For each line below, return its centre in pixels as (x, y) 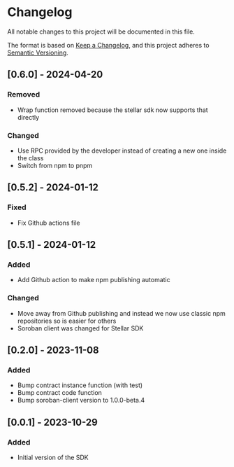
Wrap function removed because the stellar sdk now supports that (112, 110)
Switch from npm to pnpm (55, 165)
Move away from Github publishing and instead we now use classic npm (121, 313)
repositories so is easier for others (67, 321)
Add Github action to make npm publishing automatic (94, 280)
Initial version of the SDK (53, 457)
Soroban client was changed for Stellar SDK (80, 328)
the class (30, 158)
